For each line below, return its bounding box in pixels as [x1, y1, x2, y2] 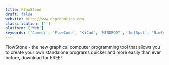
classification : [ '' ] [5, 21, 51, 26]
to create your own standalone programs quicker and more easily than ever [5, 49, 161, 55]
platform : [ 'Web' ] [5, 26, 44, 31]
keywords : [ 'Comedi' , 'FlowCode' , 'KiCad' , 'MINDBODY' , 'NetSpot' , [5, 30, 150, 35]
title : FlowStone [5, 7, 42, 12]
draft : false [5, 12, 33, 17]
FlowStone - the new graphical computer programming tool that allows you [5, 44, 161, 50]
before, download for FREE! [5, 55, 62, 60]
